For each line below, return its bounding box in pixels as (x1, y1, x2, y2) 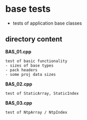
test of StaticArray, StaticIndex (5, 91, 79, 96)
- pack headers (5, 67, 38, 72)
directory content (5, 35, 62, 44)
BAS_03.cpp (5, 99, 32, 106)
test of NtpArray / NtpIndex (5, 110, 68, 115)
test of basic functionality (5, 58, 68, 64)
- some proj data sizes (5, 72, 56, 77)
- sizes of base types (5, 63, 54, 68)
